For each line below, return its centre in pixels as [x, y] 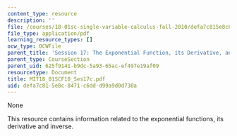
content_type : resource [42, 14]
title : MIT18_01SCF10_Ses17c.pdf [56, 79]
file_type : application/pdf [49, 33]
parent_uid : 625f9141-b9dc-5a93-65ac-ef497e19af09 [83, 66]
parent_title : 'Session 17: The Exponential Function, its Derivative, [115, 53]
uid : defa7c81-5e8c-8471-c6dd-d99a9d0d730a [72, 86]
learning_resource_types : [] [50, 40]
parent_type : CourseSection [49, 60]
